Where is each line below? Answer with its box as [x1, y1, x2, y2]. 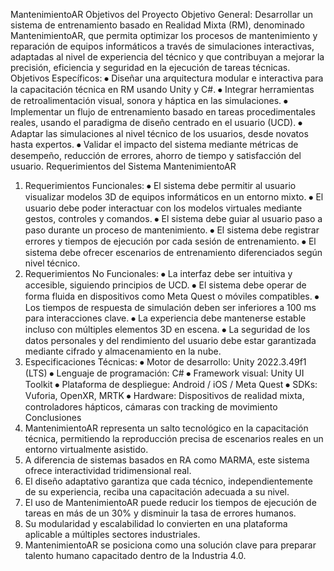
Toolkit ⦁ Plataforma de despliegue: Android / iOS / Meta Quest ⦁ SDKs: [24, 379, 318, 390]
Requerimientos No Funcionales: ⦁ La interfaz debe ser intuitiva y [24, 268, 293, 279]
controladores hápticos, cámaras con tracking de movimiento [24, 401, 278, 413]
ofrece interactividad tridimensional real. [24, 465, 192, 476]
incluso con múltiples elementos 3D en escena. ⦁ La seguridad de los [24, 324, 311, 335]
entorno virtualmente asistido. [24, 444, 149, 455]
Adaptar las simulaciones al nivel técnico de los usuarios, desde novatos [10, 128, 309, 139]
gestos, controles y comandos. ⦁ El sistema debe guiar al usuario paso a [24, 213, 323, 224]
